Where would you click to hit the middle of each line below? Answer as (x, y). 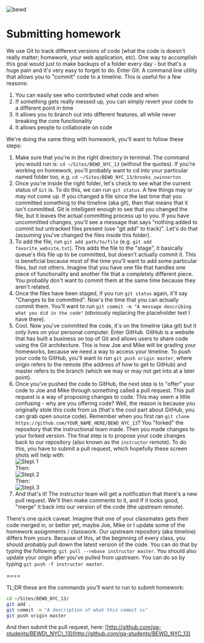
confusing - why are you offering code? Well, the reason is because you (105, 403)
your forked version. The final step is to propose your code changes (100, 435)
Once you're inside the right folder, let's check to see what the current (103, 183)
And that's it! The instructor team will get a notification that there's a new (106, 494)
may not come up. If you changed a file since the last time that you (98, 196)
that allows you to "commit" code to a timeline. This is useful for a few (94, 77)
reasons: (17, 83)
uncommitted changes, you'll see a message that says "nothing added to (106, 222)
